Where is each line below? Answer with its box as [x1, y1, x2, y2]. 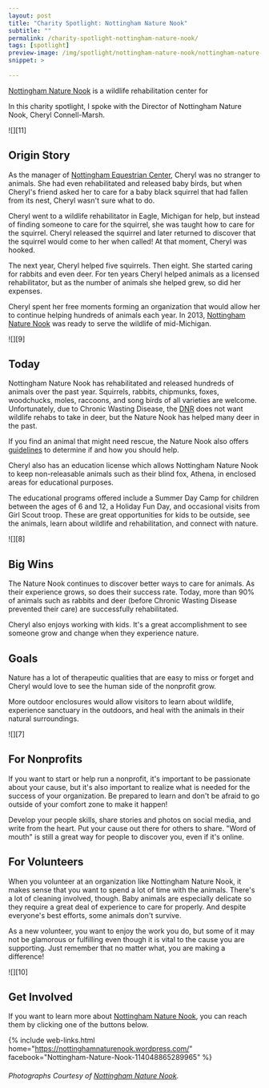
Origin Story [8, 149, 70, 163]
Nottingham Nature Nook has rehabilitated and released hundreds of [8, 378, 235, 389]
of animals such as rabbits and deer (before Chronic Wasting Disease [8, 596, 238, 606]
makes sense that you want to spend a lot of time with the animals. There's [8, 885, 255, 894]
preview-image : [8, 49, 59, 57]
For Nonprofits [8, 752, 82, 766]
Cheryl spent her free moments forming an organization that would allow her [8, 301, 261, 311]
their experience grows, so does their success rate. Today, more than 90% [8, 587, 255, 597]
